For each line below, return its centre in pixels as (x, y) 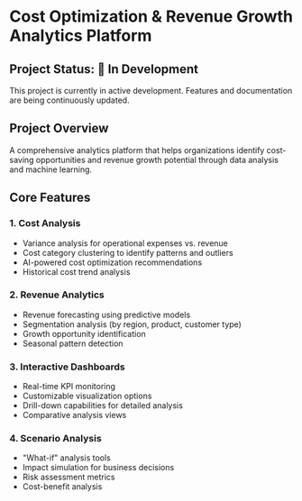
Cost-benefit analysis (62, 487)
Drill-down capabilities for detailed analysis (102, 405)
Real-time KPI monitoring (69, 387)
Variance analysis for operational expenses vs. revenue (125, 243)
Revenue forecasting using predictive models (106, 314)
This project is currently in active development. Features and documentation (151, 91)
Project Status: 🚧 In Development (104, 69)
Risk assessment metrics (69, 477)
